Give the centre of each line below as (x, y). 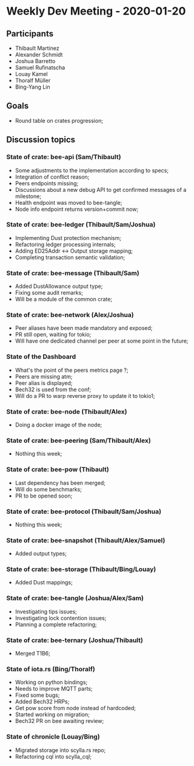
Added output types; (41, 553)
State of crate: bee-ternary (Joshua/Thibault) (75, 640)
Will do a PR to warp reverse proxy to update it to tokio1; (85, 395)
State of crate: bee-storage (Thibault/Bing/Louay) (81, 569)
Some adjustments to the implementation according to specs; (92, 170)
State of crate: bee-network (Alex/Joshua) (70, 315)
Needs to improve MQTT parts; (54, 689)
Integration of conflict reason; (52, 177)
